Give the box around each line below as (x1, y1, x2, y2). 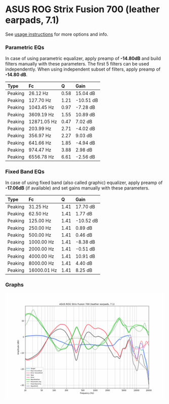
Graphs (5, 281, 24, 288)
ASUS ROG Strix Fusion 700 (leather (5, 4, 160, 15)
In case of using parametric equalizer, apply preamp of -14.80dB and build (5, 55, 161, 61)
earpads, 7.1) (5, 14, 59, 26)
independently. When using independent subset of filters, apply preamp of (5, 66, 161, 72)
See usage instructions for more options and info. (5, 31, 109, 37)
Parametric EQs (5, 44, 45, 51)
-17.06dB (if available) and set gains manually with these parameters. (5, 185, 150, 191)
